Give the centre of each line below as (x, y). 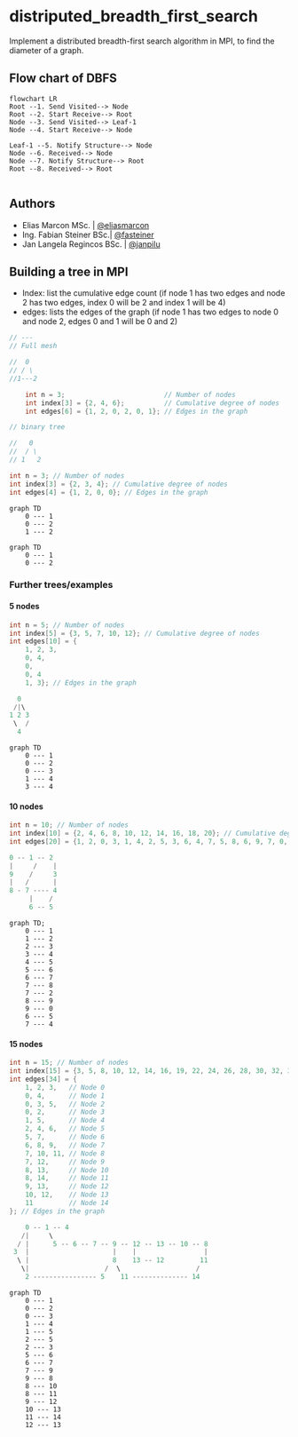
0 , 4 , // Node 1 (65, 1096)
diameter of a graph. (47, 50)
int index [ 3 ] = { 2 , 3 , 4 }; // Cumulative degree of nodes (118, 484)
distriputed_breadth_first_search (134, 16)
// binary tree (37, 427)
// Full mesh (33, 346)
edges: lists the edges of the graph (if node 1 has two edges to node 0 (150, 312)
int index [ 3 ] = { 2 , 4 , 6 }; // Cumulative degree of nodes (153, 403)
